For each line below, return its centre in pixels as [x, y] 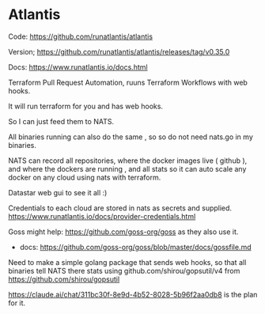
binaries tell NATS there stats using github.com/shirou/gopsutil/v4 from [124, 270]
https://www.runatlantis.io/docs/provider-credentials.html [102, 216]
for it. [17, 303]
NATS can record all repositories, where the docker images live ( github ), [128, 161]
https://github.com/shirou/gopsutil [64, 279]
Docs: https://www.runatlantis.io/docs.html [78, 67]
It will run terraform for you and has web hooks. [86, 106]
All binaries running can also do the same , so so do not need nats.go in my [131, 137]
